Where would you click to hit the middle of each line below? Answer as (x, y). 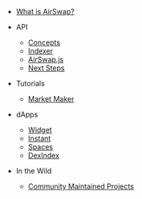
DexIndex (44, 155)
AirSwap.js (46, 60)
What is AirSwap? (45, 12)
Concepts (44, 42)
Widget (40, 130)
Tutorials (30, 84)
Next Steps (46, 68)
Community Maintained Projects (81, 186)
